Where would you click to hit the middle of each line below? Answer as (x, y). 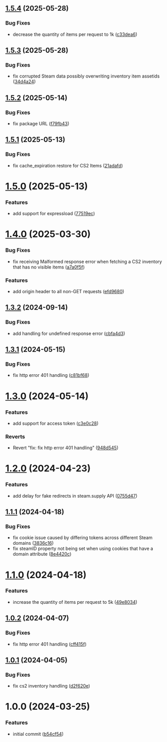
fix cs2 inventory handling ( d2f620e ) (51, 686)
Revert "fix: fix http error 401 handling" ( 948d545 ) (66, 448)
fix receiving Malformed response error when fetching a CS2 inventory (87, 261)
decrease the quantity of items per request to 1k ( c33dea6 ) (75, 34)
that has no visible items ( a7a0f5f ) (49, 267)
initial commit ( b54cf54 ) (38, 734)
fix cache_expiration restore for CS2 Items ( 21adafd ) (68, 165)
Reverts (15, 436)
